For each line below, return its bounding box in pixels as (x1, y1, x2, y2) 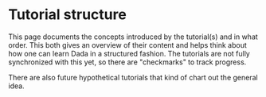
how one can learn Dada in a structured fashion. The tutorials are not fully (8, 48, 251, 58)
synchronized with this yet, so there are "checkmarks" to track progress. (8, 57, 247, 67)
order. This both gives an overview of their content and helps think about (8, 40, 247, 49)
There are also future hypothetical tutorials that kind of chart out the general (8, 72, 258, 82)
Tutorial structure (8, 6, 127, 24)
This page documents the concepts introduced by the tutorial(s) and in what (8, 32, 259, 41)
